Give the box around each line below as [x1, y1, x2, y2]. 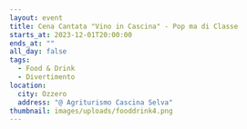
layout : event [9, 13, 64, 23]
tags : [9, 55, 30, 64]
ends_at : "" [9, 38, 55, 48]
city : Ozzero [17, 89, 67, 98]
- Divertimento [17, 73, 76, 82]
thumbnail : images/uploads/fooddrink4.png [9, 106, 173, 115]
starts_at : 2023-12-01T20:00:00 [9, 30, 132, 39]
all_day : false [9, 47, 67, 56]
